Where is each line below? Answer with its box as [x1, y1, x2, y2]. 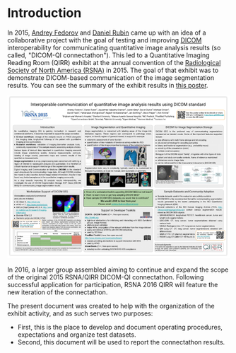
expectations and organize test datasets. [17, 330, 136, 339]
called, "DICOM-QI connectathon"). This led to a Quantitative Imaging [7, 51, 210, 59]
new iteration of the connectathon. [7, 288, 108, 296]
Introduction [7, 5, 82, 21]
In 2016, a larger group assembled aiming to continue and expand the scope [7, 265, 229, 274]
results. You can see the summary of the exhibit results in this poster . [7, 81, 208, 89]
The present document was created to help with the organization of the [7, 301, 215, 310]
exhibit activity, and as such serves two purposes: [7, 309, 153, 318]
